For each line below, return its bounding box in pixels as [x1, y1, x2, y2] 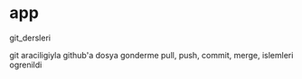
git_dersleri [9, 32, 52, 43]
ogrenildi [9, 59, 42, 70]
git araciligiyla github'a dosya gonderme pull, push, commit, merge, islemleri [9, 49, 294, 60]
